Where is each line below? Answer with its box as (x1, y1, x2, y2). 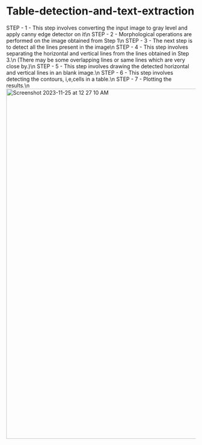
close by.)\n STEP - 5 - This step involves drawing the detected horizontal (6, 62, 189, 70)
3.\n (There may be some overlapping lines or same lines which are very (6, 56, 185, 63)
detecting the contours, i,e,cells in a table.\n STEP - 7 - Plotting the (6, 75, 172, 83)
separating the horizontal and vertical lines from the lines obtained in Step (6, 49, 189, 57)
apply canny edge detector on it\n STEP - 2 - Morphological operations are (6, 30, 192, 37)
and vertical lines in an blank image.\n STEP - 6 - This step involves (6, 69, 173, 76)
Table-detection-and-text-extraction (6, 4, 195, 18)
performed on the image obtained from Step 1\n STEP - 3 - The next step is (6, 37, 193, 44)
